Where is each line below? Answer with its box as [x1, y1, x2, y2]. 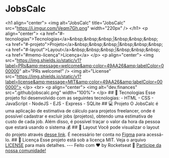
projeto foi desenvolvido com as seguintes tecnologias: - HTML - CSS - [5, 94, 154, 101]
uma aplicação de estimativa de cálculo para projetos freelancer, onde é [5, 108, 155, 114]
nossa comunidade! [5, 147, 46, 153]
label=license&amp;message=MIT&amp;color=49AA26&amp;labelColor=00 [5, 79, 163, 85]
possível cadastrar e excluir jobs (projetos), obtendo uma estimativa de [5, 113, 153, 119]
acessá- [146, 131, 164, 137]
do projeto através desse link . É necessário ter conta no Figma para [5, 131, 146, 137]
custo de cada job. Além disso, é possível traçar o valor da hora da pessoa [5, 118, 160, 124]
